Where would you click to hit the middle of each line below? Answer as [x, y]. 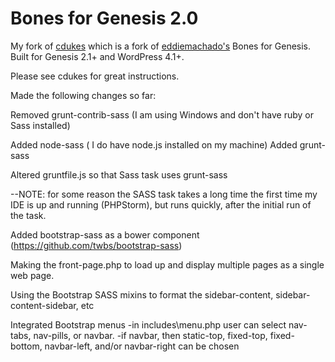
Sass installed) [40, 125]
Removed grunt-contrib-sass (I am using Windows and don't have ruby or [162, 114]
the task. [28, 215]
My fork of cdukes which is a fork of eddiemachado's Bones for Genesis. [161, 46]
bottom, [26, 346]
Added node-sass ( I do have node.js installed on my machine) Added [154, 144]
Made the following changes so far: [83, 95]
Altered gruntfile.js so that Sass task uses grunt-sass [119, 174]
